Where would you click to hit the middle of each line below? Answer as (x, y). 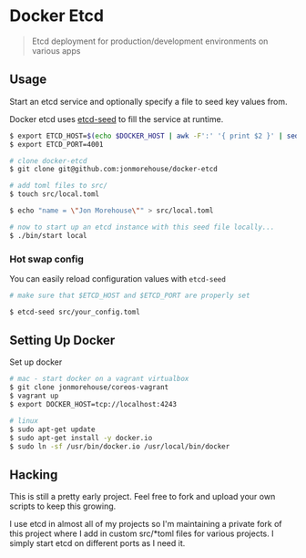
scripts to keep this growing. (63, 506)
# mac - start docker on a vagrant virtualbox (99, 379)
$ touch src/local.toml (55, 194)
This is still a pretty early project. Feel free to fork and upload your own (143, 497)
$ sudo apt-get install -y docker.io (81, 438)
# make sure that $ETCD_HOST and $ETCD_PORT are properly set (130, 295)
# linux (24, 420)
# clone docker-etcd (49, 160)
